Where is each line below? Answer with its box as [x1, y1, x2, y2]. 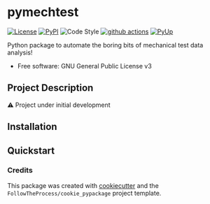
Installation [7, 121, 57, 133]
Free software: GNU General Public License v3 [17, 61, 152, 70]
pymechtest [7, 4, 79, 20]
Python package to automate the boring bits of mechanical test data [7, 41, 204, 49]
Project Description [7, 82, 94, 94]
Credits [7, 166, 33, 175]
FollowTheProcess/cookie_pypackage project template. [7, 189, 162, 197]
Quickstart [7, 145, 55, 156]
